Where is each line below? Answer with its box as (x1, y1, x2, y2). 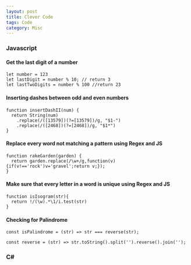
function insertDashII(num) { (6, 107, 80, 113)
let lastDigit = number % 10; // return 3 (6, 77, 111, 82)
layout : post (6, 8, 38, 15)
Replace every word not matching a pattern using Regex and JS (6, 140, 163, 147)
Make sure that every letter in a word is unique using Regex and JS (6, 181, 171, 188)
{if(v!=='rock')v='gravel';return (6, 163, 90, 169)
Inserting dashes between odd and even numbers (6, 94, 129, 101)
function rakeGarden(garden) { (6, 153, 82, 159)
